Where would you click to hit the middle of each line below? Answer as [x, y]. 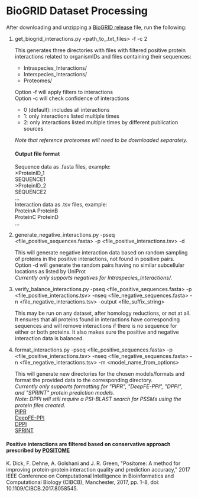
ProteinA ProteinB [36, 211]
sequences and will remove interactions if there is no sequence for [96, 326]
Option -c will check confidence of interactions [72, 98]
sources [33, 128]
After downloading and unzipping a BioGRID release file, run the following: [96, 27]
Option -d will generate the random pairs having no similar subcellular [100, 265]
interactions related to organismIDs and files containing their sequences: [103, 56]
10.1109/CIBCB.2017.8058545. [42, 489]
